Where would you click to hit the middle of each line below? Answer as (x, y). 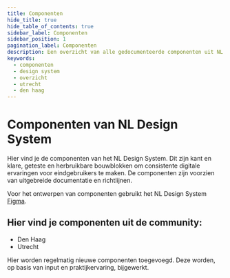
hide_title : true (32, 20)
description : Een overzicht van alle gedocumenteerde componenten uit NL (115, 52)
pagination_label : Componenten (52, 46)
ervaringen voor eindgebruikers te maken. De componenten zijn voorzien (111, 173)
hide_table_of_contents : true (51, 26)
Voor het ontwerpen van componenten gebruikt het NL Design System (107, 194)
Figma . (17, 201)
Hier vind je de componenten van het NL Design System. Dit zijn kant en (109, 159)
